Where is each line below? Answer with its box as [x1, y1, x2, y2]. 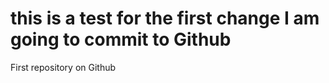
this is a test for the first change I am [10, 7, 320, 30]
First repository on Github [10, 61, 117, 73]
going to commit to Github [10, 28, 232, 51]
